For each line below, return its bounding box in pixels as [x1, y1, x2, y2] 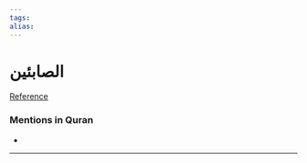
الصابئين [9, 61, 65, 82]
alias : [9, 22, 35, 31]
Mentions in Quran [9, 114, 94, 127]
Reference [9, 91, 48, 102]
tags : [9, 13, 30, 23]
